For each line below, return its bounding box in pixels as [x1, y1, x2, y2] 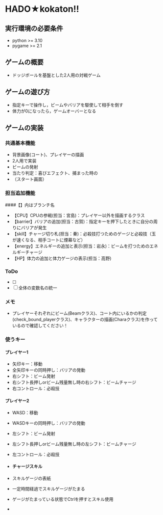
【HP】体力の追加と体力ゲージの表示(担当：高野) [12, 255, 112, 261]
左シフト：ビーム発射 [12, 431, 55, 436]
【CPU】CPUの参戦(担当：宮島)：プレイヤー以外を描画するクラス [12, 212, 145, 218]
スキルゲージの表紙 [12, 475, 51, 481]
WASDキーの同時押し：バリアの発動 [12, 420, 86, 426]
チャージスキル [12, 463, 43, 469]
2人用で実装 [12, 158, 37, 164]
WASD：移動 [12, 409, 38, 415]
